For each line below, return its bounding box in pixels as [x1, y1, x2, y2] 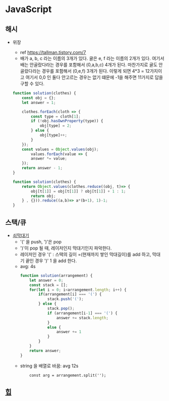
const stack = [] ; [29, 282, 68, 287]
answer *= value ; [31, 156, 67, 161]
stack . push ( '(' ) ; [47, 296, 84, 302]
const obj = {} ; [22, 95, 56, 101]
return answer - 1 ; [22, 166, 63, 171]
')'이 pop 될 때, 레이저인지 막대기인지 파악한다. [20, 245, 112, 251]
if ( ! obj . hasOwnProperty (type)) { [31, 119, 103, 124]
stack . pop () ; [47, 306, 75, 311]
